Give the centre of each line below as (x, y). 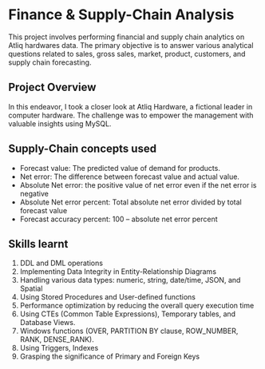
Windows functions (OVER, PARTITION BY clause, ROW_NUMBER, (129, 331)
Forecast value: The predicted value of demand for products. (120, 168)
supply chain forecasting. (50, 62)
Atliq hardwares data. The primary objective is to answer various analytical (131, 45)
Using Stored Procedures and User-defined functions (108, 297)
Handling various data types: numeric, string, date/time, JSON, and (130, 280)
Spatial (31, 288)
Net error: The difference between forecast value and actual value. (129, 177)
